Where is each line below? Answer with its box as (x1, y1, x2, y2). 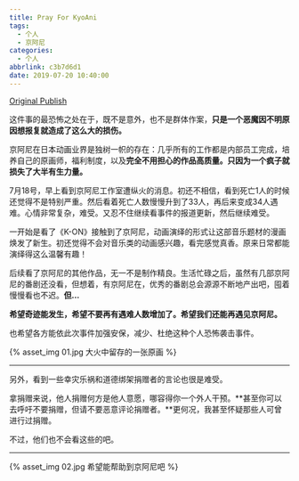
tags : (9, 21, 29, 30)
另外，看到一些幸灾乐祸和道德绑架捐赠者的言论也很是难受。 (9, 373, 228, 384)
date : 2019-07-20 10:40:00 (9, 71, 109, 80)
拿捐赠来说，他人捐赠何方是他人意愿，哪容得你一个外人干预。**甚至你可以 (9, 393, 283, 404)
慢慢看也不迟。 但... (9, 289, 80, 300)
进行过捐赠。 (9, 415, 56, 426)
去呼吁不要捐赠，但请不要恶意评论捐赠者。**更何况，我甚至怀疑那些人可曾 (9, 404, 283, 414)
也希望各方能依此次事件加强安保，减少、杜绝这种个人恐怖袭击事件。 (9, 327, 259, 338)
